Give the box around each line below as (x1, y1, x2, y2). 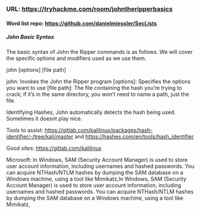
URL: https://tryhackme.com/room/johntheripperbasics (6, 5, 173, 13)
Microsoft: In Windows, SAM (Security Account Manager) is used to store (6, 156, 188, 164)
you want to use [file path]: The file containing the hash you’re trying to (6, 85, 182, 92)
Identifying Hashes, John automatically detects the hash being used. (6, 108, 176, 116)
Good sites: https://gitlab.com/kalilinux (6, 144, 102, 152)
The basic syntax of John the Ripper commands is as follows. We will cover (6, 49, 193, 56)
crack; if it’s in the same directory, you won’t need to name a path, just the (6, 91, 189, 98)
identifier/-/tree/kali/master (6, 133, 74, 140)
